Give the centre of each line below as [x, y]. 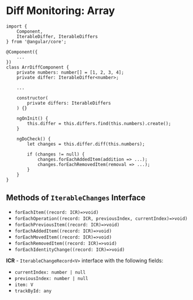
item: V [24, 285]
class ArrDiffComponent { [37, 67]
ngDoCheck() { [34, 139]
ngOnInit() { [32, 118]
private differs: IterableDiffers [69, 103]
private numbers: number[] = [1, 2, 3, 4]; [70, 72]
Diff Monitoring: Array [61, 11]
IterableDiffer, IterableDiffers [57, 36]
